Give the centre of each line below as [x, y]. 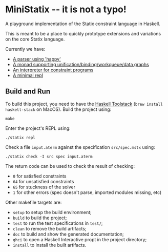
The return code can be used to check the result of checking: [70, 166]
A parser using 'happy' [37, 59]
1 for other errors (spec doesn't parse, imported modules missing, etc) [87, 192]
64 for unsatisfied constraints [43, 181]
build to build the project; [40, 218]
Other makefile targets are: [34, 202]
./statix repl [20, 138]
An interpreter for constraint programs [53, 70]
